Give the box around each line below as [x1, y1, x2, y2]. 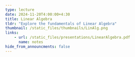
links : [5, 30, 19, 35]
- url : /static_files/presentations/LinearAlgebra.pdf [14, 35, 131, 40]
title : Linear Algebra [5, 16, 52, 21]
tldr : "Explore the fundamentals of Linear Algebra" [5, 21, 117, 26]
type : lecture [5, 7, 35, 12]
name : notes [18, 40, 43, 45]
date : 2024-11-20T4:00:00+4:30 [5, 12, 70, 17]
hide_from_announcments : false [5, 44, 70, 49]
